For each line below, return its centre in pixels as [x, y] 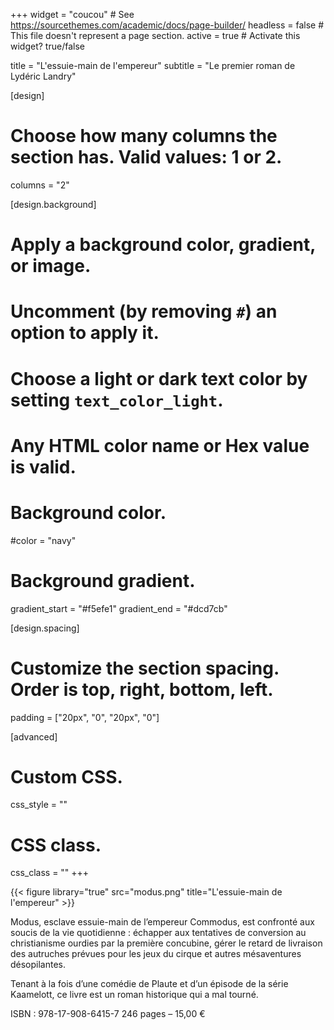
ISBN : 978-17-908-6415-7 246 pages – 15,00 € [108, 1014]
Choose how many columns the [144, 136]
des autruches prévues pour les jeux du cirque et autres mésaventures [156, 954]
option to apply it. [85, 333]
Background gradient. [103, 580]
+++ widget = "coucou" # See [72, 14]
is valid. [43, 466]
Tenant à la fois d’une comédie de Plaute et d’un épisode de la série [149, 984]
